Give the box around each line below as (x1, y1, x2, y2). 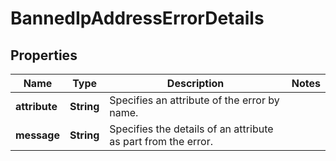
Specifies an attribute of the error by (109, 93, 280, 107)
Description (166, 77, 225, 90)
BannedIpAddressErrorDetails (10, 7, 265, 30)
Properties (10, 47, 78, 64)
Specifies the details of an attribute (109, 122, 274, 136)
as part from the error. (109, 135, 213, 148)
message (15, 128, 60, 142)
